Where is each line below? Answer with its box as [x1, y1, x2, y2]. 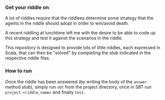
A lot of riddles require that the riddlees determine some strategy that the [5, 15, 154, 21]
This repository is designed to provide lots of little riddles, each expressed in [5, 45, 161, 51]
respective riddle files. [5, 55, 50, 61]
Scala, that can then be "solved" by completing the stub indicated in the [5, 50, 151, 56]
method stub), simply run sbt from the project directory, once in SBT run [5, 84, 152, 90]
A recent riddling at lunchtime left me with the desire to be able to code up [5, 30, 156, 36]
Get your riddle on [5, 4, 49, 11]
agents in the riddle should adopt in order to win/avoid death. [5, 20, 129, 26]
